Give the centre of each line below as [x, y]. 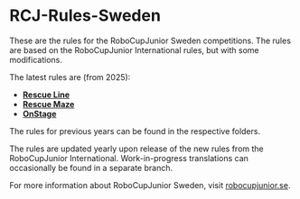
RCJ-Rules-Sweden [85, 16]
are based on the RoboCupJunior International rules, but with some [134, 50]
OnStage [39, 113]
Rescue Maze [48, 104]
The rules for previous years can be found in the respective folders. [135, 131]
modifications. [36, 59]
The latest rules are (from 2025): [70, 77]
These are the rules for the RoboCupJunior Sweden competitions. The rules [150, 41]
